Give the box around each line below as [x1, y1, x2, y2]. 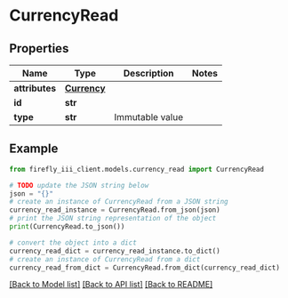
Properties [9, 41, 69, 56]
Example [9, 141, 59, 157]
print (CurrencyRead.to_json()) [9, 222, 125, 231]
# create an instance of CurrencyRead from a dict [9, 254, 201, 263]
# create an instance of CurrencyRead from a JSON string [9, 197, 228, 206]
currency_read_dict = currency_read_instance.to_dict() [9, 246, 220, 255]
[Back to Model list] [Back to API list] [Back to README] [9, 279, 213, 290]
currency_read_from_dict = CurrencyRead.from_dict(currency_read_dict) [9, 263, 280, 272]
